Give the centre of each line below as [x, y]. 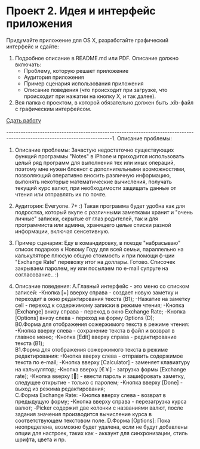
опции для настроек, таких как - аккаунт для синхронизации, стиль [101, 433]
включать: [28, 64]
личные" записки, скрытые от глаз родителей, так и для [86, 219]
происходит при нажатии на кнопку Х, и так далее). [90, 96]
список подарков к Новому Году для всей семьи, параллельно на [99, 249]
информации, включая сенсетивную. [62, 231]
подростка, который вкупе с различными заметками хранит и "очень [104, 212]
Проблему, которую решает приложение [76, 70]
